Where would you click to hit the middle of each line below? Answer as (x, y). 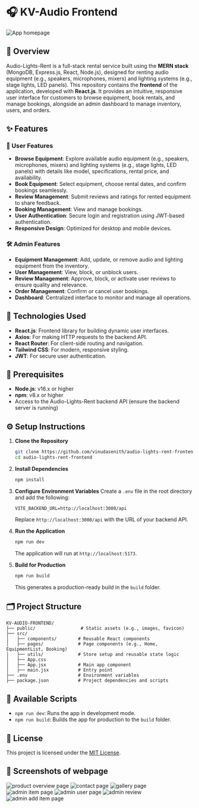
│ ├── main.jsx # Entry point (59, 670)
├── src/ (17, 634)
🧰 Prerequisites (35, 375)
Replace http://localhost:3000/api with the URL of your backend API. (101, 519)
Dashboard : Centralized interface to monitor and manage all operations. (103, 297)
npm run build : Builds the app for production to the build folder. (93, 720)
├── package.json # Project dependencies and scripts (87, 680)
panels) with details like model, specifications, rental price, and (92, 172)
